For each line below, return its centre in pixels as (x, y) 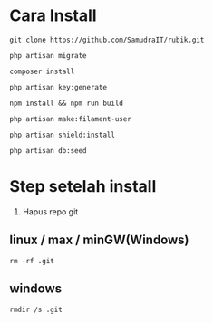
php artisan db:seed (48, 150)
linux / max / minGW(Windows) (99, 240)
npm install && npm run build (67, 103)
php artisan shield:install (63, 135)
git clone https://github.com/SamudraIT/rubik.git (107, 40)
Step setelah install (83, 187)
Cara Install (53, 16)
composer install (42, 71)
